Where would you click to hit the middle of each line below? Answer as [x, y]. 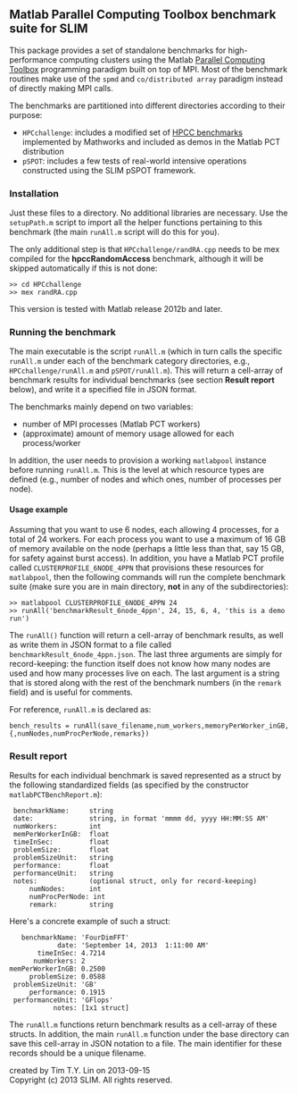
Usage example [39, 509]
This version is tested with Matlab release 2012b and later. [116, 309]
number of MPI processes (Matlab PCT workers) [111, 425]
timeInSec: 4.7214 [71, 953]
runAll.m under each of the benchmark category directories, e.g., [130, 361]
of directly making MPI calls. [61, 88]
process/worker [51, 443]
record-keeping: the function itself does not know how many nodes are [140, 663]
